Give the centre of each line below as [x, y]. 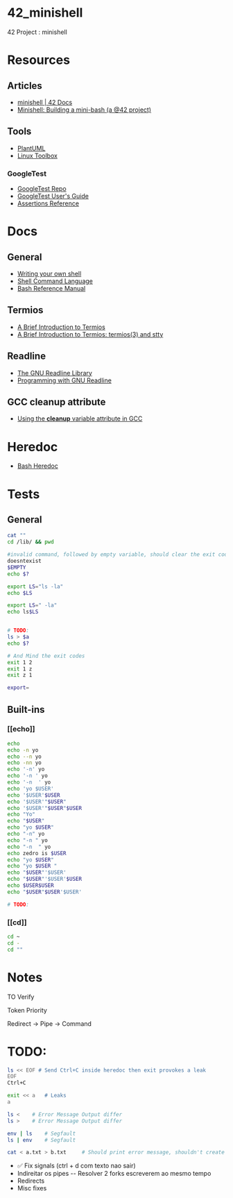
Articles [25, 86]
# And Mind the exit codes [46, 656]
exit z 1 [20, 675]
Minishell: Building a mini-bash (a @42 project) [84, 110]
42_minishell [45, 13]
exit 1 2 [20, 662]
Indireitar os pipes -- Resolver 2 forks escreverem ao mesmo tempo [114, 1174]
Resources [39, 60]
